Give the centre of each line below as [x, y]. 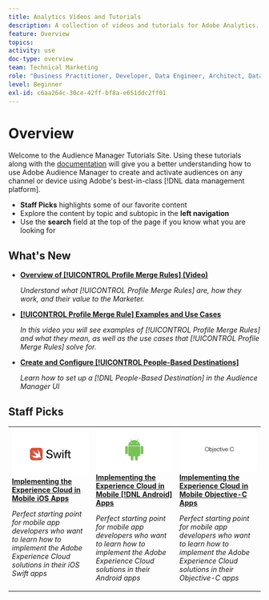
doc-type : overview [41, 59]
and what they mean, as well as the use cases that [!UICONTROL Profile [140, 338]
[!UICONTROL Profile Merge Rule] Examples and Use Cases [120, 314]
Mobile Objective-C [213, 494]
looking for [38, 230]
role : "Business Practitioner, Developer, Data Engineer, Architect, [127, 76]
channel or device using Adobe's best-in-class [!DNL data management [126, 181]
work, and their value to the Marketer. [82, 299]
